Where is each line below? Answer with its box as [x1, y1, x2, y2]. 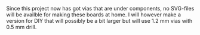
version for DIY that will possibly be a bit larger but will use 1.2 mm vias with [6, 17, 193, 24]
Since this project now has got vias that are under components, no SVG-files [6, 5, 195, 12]
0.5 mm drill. [6, 23, 37, 30]
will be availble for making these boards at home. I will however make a [6, 11, 181, 18]
